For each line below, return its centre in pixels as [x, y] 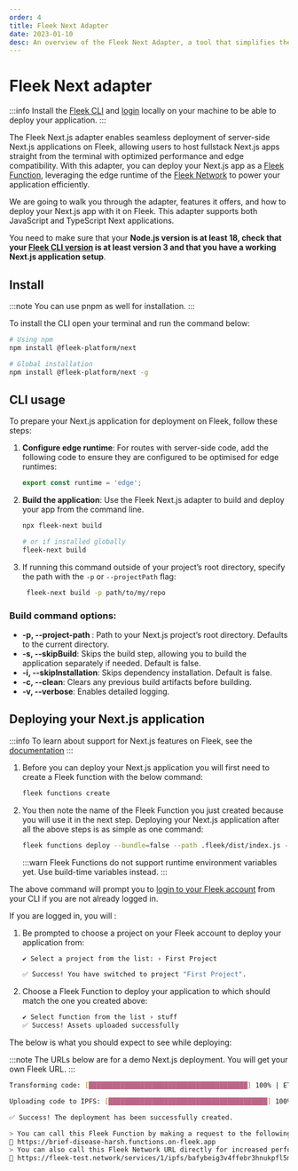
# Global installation [51, 364]
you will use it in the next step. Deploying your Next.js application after [151, 819]
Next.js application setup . [58, 257]
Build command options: [63, 616]
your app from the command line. [83, 510]
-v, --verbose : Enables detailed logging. [96, 691]
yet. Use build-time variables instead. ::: [95, 872]
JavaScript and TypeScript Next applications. [92, 221]
